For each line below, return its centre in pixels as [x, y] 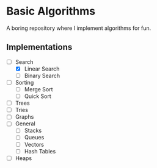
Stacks [33, 131]
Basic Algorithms [51, 11]
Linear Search [42, 69]
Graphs [24, 117]
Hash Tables [40, 151]
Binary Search [42, 75]
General [25, 124]
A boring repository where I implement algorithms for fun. [79, 28]
